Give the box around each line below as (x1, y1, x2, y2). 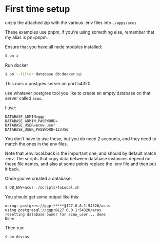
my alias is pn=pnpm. (5, 34, 48, 40)
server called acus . (5, 95, 43, 101)
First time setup (5, 3, 70, 15)
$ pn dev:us (5, 234, 29, 239)
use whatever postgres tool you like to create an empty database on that (5, 90, 151, 96)
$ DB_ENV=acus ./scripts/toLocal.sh (5, 185, 80, 190)
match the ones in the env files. (5, 141, 68, 146)
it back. (5, 166, 20, 172)
